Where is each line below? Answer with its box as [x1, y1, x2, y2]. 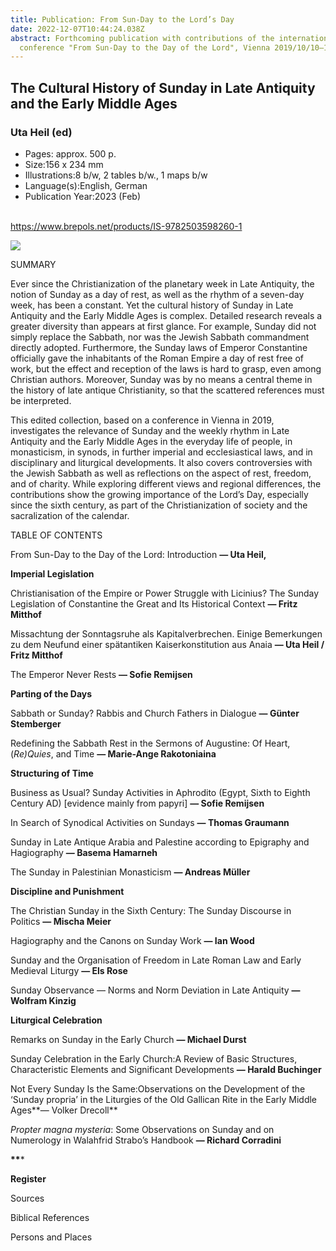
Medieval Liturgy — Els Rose [10, 964, 128, 976]
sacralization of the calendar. [10, 509, 130, 521]
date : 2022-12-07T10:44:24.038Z [10, 24, 145, 34]
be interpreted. [10, 394, 72, 406]
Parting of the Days [10, 687, 93, 700]
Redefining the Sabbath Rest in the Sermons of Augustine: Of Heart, [10, 737, 291, 749]
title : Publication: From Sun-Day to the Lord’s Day [10, 14, 235, 25]
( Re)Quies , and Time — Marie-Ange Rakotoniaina [10, 747, 217, 760]
